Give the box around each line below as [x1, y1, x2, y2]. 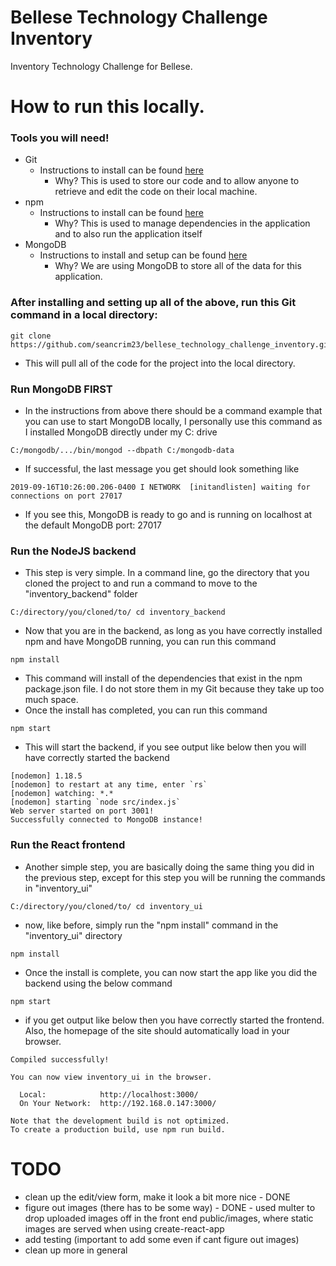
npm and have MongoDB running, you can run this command [24, 636, 277, 648]
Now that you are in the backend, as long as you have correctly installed [24, 625, 323, 637]
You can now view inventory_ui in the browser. [10, 1072, 213, 1082]
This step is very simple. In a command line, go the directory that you [24, 567, 310, 579]
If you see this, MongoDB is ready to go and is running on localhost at [24, 509, 313, 521]
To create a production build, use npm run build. [10, 1124, 226, 1135]
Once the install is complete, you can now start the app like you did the [24, 966, 318, 978]
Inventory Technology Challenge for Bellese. [10, 60, 193, 72]
